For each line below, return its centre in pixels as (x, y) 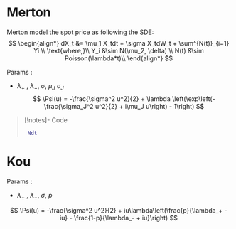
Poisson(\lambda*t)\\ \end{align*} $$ (119, 58)
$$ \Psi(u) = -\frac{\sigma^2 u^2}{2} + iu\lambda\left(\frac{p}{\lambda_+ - (119, 211)
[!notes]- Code (46, 120)
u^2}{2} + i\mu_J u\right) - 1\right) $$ (149, 106)
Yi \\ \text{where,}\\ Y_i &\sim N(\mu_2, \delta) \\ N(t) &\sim (119, 50)
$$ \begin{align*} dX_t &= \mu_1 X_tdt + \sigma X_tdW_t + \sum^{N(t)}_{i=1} (119, 43)
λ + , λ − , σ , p (34, 196)
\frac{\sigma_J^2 (69, 106)
